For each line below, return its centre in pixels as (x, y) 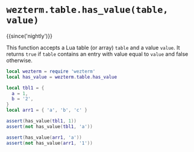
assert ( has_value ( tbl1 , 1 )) (42, 121)
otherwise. (20, 60)
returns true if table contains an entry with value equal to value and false (97, 54)
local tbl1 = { (25, 88)
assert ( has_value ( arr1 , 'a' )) (44, 137)
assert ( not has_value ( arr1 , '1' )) (50, 143)
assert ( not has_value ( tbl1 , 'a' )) (50, 126)
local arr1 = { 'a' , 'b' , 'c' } (47, 110)
